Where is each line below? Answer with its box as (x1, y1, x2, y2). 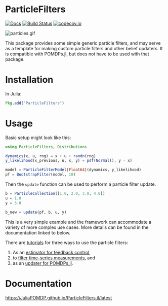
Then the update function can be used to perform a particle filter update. (5, 181, 156, 187)
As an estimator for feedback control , (12, 249, 91, 255)
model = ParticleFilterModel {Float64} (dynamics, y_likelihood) (5, 167, 142, 173)
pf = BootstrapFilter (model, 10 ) (5, 172, 76, 177)
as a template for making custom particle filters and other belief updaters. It (5, 45, 163, 51)
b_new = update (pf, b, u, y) (5, 210, 67, 215)
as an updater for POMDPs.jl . (12, 260, 73, 266)
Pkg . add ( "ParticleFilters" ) (5, 100, 65, 106)
